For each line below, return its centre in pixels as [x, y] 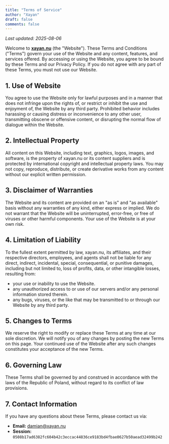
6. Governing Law [34, 365]
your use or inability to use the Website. [54, 284]
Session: [22, 431]
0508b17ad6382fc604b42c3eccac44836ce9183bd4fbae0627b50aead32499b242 [88, 437]
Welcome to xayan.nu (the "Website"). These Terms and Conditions [76, 48]
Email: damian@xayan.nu [39, 426]
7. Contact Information [41, 404]
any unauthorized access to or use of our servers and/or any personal [86, 289]
